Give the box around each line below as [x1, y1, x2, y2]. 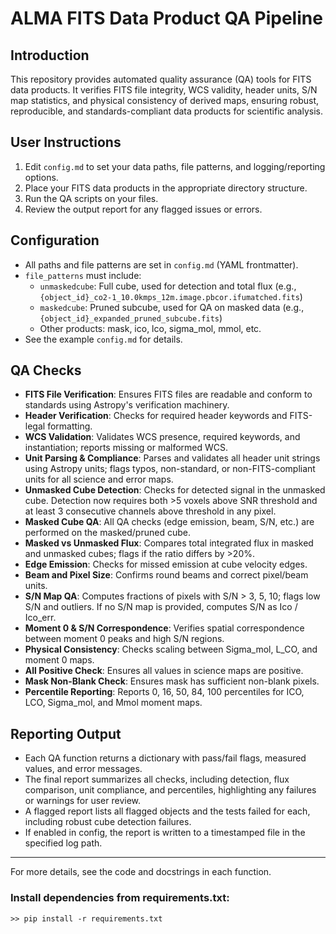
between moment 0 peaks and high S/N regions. [24, 633, 225, 645]
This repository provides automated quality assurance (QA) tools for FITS [10, 73, 312, 85]
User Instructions [10, 134, 122, 151]
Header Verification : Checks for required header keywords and [24, 410, 288, 422]
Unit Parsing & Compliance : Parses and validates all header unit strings [24, 452, 321, 464]
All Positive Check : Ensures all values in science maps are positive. [24, 665, 304, 677]
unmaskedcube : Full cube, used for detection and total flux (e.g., [39, 280, 297, 292]
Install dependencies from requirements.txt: [10, 891, 230, 905]
